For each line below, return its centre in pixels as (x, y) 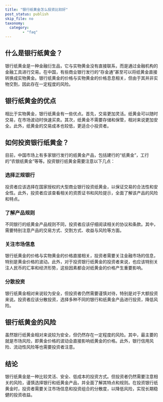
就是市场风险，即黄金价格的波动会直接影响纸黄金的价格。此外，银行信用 (77, 341)
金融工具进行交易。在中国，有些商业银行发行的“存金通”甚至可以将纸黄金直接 (81, 72)
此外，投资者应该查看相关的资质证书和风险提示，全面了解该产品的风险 (88, 192)
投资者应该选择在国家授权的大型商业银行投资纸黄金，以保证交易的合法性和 (79, 187)
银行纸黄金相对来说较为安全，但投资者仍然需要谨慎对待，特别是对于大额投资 (81, 293)
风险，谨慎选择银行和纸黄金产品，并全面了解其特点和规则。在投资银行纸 (86, 383)
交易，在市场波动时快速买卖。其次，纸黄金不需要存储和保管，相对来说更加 (79, 119)
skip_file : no (19, 19)
